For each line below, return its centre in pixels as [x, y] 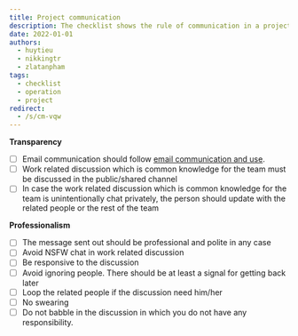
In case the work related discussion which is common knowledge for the [154, 188]
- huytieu [35, 51]
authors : [25, 42]
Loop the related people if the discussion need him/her [122, 292]
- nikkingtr [39, 59]
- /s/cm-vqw [39, 116]
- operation [39, 92]
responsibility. [47, 322]
